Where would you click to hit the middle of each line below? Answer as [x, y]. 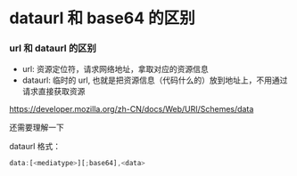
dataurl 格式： [35, 147]
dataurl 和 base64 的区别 [102, 18]
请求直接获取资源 [54, 92]
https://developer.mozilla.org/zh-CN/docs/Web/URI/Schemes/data [132, 109]
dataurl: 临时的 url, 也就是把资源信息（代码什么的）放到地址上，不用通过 [155, 80]
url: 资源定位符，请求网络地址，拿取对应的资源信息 [115, 69]
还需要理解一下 [37, 128]
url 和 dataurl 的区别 [53, 48]
